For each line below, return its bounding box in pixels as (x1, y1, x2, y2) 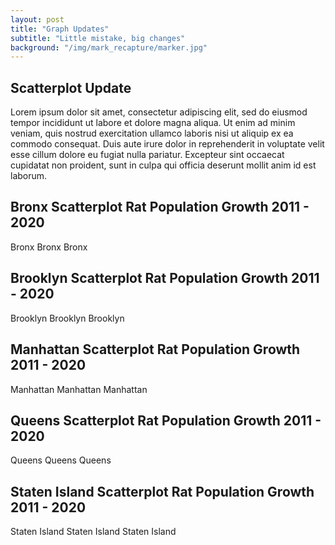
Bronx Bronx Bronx (10, 241, 88, 253)
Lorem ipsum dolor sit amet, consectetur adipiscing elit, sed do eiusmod (10, 106, 308, 118)
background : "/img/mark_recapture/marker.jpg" (10, 42, 208, 53)
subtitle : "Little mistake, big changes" (10, 33, 186, 43)
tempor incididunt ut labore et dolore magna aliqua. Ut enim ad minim (10, 117, 296, 129)
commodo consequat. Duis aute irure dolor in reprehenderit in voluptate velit (10, 138, 325, 150)
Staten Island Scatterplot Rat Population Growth (10, 483, 315, 500)
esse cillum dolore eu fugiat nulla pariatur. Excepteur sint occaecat (10, 149, 285, 161)
